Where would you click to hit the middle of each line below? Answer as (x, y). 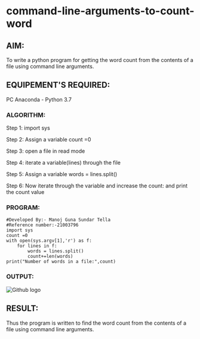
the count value (25, 192)
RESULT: (22, 309)
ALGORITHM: (26, 115)
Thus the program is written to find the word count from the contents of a (96, 323)
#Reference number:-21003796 (42, 225)
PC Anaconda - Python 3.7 (39, 99)
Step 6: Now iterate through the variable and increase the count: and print (97, 186)
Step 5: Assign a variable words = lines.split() (62, 174)
